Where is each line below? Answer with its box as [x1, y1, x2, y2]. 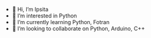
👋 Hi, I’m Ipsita [12, 6, 49, 13]
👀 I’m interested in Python [12, 12, 78, 19]
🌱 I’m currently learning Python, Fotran [12, 19, 110, 25]
